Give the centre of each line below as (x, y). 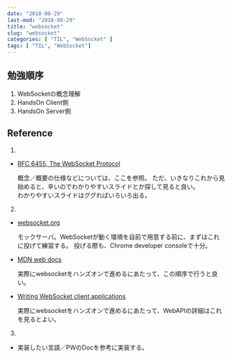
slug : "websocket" (34, 33)
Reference (30, 134)
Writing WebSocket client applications (71, 296)
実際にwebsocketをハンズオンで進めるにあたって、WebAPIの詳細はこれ (119, 310)
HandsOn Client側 (43, 102)
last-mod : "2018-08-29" (42, 20)
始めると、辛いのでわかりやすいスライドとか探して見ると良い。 (108, 186)
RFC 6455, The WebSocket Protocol (69, 163)
